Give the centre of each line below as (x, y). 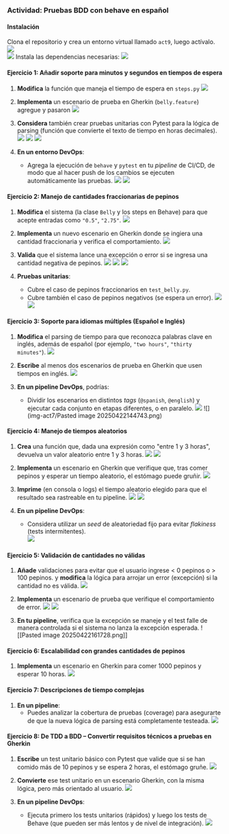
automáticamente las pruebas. (70, 181)
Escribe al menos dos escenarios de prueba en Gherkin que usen (109, 365)
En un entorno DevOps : (51, 152)
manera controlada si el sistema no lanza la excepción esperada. (108, 628)
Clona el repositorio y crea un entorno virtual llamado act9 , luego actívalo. (111, 42)
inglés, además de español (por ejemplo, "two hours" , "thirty (105, 344)
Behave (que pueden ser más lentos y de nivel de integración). (115, 823)
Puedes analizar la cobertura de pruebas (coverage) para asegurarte (124, 713)
